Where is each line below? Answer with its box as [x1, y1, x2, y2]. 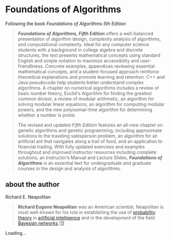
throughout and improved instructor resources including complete [17, 149, 157, 155]
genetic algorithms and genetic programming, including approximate [17, 127, 162, 134]
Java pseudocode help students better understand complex [17, 79, 144, 85]
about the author [5, 180, 60, 189]
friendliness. [17, 63, 44, 69]
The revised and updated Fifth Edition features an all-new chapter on [17, 122, 163, 128]
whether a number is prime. [17, 112, 77, 118]
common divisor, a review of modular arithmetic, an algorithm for [17, 96, 154, 102]
